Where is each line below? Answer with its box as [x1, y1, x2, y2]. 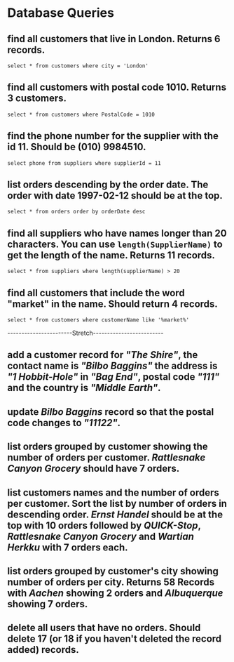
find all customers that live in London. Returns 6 [7, 33, 221, 45]
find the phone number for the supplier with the [7, 130, 219, 142]
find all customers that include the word [7, 286, 185, 299]
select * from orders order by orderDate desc [7, 208, 146, 216]
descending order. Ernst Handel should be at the [7, 508, 223, 520]
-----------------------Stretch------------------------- [7, 329, 164, 338]
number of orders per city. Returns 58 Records [7, 576, 215, 588]
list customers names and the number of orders [7, 486, 219, 498]
